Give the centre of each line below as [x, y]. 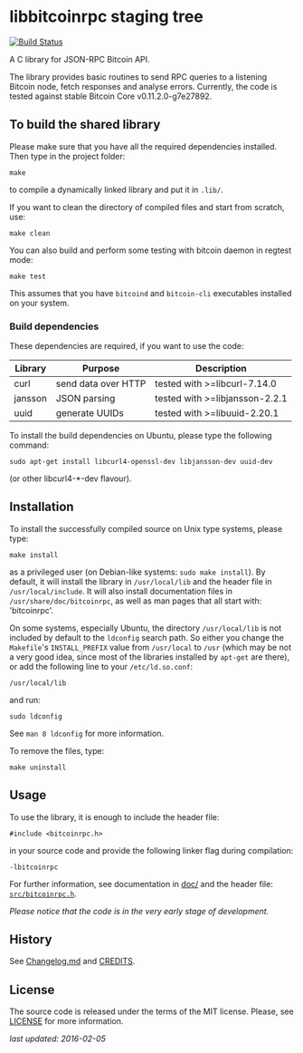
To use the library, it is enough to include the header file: [114, 816]
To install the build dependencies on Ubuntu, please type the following [141, 436]
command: [29, 445]
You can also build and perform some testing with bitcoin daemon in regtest [151, 250]
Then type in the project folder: [67, 156]
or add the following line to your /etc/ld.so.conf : [101, 666]
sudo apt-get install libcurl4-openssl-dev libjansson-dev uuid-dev [141, 462]
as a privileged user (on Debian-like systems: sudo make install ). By [137, 572]
